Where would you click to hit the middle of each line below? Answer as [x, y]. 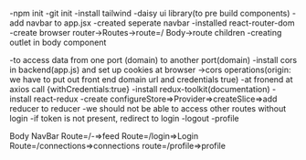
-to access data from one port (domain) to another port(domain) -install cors [153, 60]
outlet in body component [58, 42]
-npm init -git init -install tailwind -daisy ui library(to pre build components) [150, 13]
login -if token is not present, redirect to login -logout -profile [124, 118]
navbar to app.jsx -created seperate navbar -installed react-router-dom [160, 23]
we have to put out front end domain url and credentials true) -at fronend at [152, 80]
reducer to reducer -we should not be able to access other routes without [148, 108]
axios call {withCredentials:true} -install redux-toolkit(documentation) [140, 89]
